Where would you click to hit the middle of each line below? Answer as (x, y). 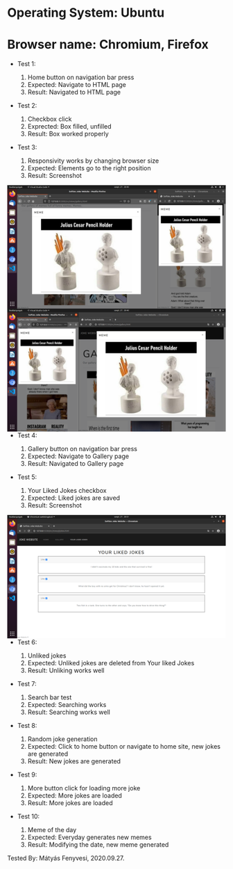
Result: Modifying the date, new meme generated (98, 844)
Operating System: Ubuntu (86, 13)
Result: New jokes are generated (74, 761)
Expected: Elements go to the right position (89, 168)
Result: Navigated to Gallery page (76, 464)
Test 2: (27, 106)
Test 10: (28, 816)
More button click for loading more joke (84, 788)
